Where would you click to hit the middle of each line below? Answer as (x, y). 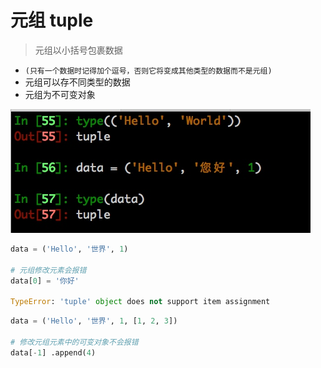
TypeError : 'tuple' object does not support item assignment (140, 302)
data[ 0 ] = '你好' (45, 281)
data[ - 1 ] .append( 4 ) (53, 352)
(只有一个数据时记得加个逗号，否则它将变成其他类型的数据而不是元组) (148, 71)
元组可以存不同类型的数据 (77, 82)
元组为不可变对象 (60, 94)
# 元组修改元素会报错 (48, 270)
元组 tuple (52, 20)
